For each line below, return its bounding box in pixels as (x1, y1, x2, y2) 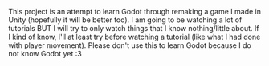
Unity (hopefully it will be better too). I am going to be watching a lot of (8, 15, 243, 25)
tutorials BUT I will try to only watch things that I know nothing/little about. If (8, 24, 259, 33)
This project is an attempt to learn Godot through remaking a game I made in (8, 7, 261, 16)
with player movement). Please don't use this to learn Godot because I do (8, 41, 251, 50)
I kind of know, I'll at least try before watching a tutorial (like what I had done (8, 32, 261, 41)
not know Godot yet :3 (8, 49, 82, 58)
